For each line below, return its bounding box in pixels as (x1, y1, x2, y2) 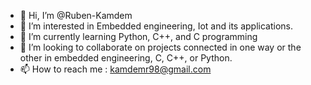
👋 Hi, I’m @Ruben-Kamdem (19, 10, 133, 21)
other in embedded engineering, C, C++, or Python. (19, 52, 233, 64)
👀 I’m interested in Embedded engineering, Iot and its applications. (19, 20, 293, 32)
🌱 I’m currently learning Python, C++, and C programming (19, 31, 258, 42)
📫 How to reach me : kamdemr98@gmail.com (19, 63, 212, 75)
